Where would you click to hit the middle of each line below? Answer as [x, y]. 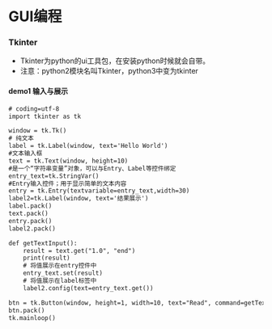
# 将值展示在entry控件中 [60, 266]
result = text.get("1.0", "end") [79, 251]
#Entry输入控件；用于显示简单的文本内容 [68, 183]
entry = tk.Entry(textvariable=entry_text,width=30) [99, 191]
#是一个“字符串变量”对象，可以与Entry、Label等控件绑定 [92, 168]
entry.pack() [30, 221]
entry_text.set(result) [63, 273]
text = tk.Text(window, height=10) [68, 161]
